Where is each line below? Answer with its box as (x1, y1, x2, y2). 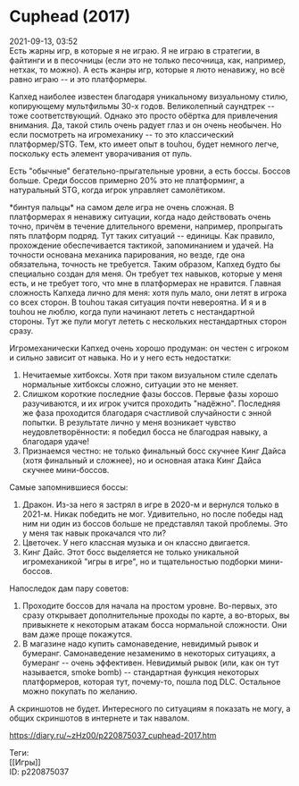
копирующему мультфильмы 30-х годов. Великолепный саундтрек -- (9, 100, 275, 111)
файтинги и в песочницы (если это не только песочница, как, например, (9, 55, 287, 65)
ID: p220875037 (9, 766, 70, 777)
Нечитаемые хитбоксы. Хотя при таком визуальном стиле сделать (21, 369, 278, 380)
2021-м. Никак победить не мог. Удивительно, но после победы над (21, 508, 284, 520)
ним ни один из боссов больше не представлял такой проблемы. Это (21, 518, 288, 528)
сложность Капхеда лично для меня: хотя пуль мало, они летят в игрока (9, 287, 287, 298)
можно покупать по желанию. (21, 686, 138, 697)
